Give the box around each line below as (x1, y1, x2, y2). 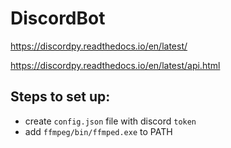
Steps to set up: (10, 88, 111, 106)
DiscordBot (10, 7, 106, 30)
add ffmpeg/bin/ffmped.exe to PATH (24, 125, 173, 137)
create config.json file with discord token (24, 115, 197, 127)
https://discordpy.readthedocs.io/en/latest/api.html (10, 59, 221, 71)
